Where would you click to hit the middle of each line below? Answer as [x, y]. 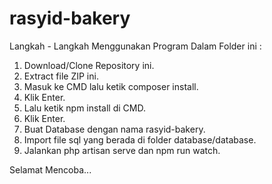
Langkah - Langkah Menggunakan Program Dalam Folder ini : [135, 46]
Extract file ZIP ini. [61, 76]
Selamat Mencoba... [50, 169]
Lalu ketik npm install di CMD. [84, 108]
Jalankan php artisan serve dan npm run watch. [122, 150]
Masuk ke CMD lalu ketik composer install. [111, 86]
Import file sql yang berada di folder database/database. [140, 139]
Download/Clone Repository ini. [89, 65]
